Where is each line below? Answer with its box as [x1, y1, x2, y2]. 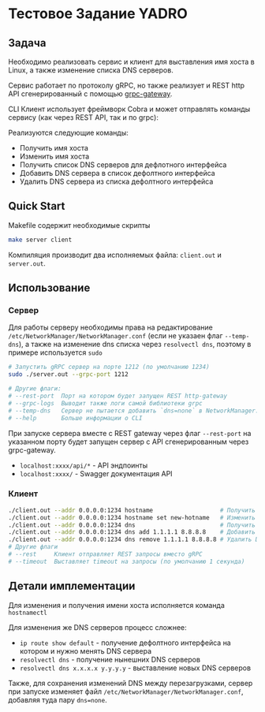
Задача [8, 36, 47, 50]
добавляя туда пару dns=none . [8, 695, 108, 704]
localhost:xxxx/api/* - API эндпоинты [19, 460, 148, 470]
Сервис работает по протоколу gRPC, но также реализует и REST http [8, 80, 245, 90]
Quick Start [8, 199, 65, 213]
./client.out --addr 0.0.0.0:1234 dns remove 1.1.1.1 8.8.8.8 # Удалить [8, 535, 252, 544]
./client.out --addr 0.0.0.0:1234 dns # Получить [8, 521, 256, 529]
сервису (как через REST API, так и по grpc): [8, 113, 159, 122]
